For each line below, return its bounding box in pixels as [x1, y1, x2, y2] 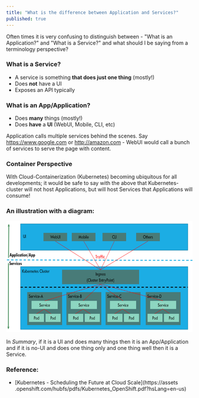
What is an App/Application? [6, 101, 91, 109]
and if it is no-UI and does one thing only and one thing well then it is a [6, 344, 179, 351]
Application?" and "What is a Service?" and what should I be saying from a [6, 39, 188, 46]
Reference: [6, 365, 39, 374]
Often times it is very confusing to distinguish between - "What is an [6, 33, 173, 40]
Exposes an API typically [14, 86, 75, 93]
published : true [6, 15, 46, 22]
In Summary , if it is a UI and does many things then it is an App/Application [6, 338, 188, 345]
